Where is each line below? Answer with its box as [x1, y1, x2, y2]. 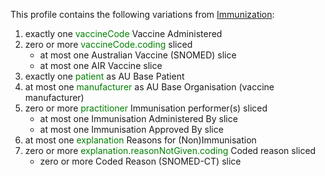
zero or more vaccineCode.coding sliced [24, 39, 193, 50]
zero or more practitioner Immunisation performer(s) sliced [24, 102, 268, 114]
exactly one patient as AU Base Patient [24, 70, 185, 82]
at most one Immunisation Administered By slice [39, 113, 238, 124]
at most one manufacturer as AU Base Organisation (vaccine [24, 81, 275, 93]
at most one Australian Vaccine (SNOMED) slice [39, 49, 237, 61]
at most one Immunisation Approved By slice [39, 124, 224, 135]
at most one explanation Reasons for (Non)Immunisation [24, 134, 257, 146]
